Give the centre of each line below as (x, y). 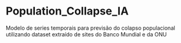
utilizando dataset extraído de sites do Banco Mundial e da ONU (86, 34)
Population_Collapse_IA (67, 11)
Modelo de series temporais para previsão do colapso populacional (90, 28)
